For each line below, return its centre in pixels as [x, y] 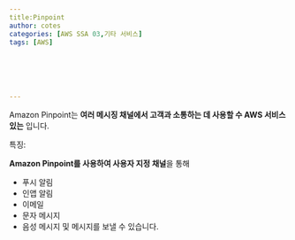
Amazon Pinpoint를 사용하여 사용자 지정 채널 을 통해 [99, 164]
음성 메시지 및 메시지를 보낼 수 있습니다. [90, 227]
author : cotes [35, 26]
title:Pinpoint [37, 17]
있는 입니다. [30, 126]
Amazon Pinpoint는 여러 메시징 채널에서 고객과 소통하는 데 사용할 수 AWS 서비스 [147, 115]
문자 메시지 [41, 216]
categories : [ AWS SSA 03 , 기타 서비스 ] [76, 34]
